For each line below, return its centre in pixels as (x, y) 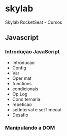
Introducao (23, 63)
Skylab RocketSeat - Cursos (34, 22)
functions (22, 83)
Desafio (20, 115)
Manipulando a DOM (30, 128)
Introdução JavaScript (33, 52)
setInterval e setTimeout (37, 109)
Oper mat (22, 78)
